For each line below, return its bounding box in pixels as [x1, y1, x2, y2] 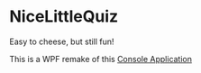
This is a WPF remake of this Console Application [9, 53, 192, 64]
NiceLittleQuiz [9, 6, 119, 27]
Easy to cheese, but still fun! [9, 36, 114, 47]
